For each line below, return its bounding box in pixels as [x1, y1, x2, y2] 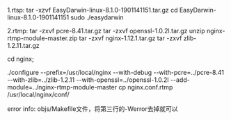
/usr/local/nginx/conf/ [7, 90, 70, 98]
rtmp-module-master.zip [7, 34, 78, 42]
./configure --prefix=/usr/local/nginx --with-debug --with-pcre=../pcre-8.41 [7, 69, 225, 76]
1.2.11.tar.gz [7, 42, 40, 49]
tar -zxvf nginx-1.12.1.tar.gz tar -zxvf [79, 34, 182, 42]
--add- [170, 76, 190, 84]
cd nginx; [7, 55, 34, 63]
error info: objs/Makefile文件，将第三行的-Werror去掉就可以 [7, 105, 178, 113]
